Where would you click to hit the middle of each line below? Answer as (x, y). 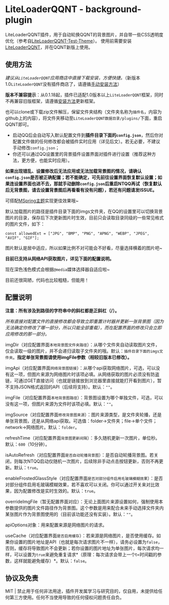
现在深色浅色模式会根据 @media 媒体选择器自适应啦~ (58, 269)
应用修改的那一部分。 (27, 334)
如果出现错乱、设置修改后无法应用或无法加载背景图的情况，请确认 (73, 171)
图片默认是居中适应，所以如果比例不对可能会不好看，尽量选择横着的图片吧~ (84, 248)
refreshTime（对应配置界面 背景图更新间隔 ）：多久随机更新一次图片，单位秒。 (82, 438)
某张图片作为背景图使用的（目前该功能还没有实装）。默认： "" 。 (70, 514)
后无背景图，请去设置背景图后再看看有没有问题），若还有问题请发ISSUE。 (81, 190)
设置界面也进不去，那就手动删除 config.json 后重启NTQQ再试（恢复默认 (88, 184)
